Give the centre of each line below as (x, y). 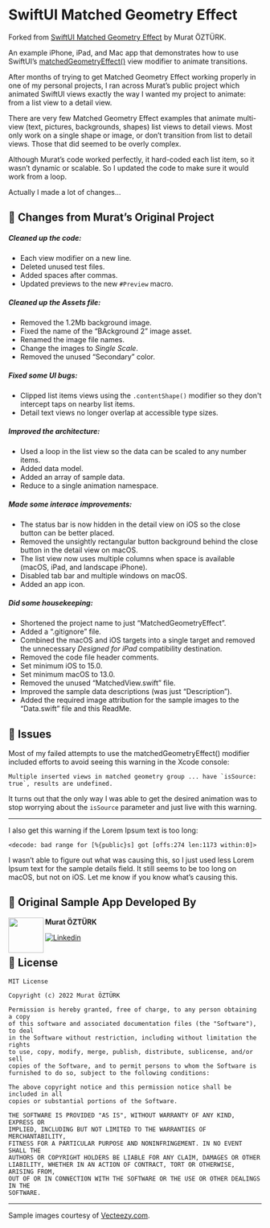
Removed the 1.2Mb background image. (86, 323)
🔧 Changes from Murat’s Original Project (111, 218)
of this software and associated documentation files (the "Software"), (133, 1023)
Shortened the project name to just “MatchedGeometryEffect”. (123, 623)
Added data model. (51, 469)
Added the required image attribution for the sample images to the (129, 700)
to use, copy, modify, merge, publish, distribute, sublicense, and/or (131, 1052)
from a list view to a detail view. (60, 102)
